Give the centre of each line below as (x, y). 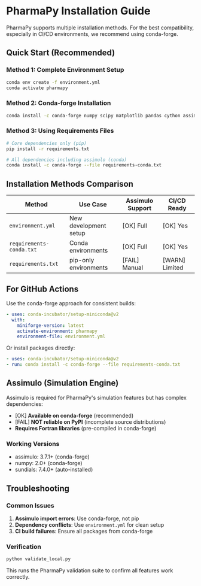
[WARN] (174, 260)
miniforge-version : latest (51, 325)
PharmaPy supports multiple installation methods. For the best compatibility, (100, 28)
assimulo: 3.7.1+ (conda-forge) (52, 457)
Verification (24, 546)
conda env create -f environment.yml (53, 82)
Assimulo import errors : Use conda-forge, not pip (77, 518)
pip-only (82, 260)
